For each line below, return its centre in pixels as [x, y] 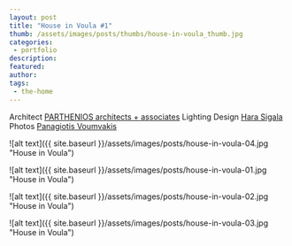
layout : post [33, 17]
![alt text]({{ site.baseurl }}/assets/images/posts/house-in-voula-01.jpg [138, 170]
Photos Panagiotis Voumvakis [63, 126]
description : [33, 58]
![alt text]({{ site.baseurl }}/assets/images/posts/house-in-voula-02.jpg [139, 196]
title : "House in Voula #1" [61, 26]
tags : [19, 83]
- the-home [33, 91]
